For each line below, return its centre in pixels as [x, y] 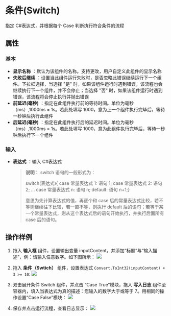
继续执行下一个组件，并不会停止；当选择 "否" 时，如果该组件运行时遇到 [88, 90]
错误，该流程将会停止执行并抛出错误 [51, 96]
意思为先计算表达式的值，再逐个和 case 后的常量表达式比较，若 [92, 200]
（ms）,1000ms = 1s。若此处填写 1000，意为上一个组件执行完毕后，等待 [89, 109]
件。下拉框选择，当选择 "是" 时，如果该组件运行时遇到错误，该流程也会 [88, 84]
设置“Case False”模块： [42, 297]
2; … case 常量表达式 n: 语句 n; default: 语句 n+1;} [78, 189]
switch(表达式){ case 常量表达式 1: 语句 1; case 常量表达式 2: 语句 [94, 183]
